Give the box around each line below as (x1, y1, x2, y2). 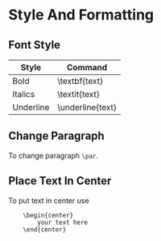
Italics (12, 89, 35, 99)
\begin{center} (23, 211, 74, 219)
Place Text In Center (8, 174, 112, 188)
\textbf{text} (57, 75, 103, 87)
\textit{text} (57, 89, 101, 99)
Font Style (8, 38, 61, 52)
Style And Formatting (8, 6, 155, 24)
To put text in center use (8, 196, 90, 205)
